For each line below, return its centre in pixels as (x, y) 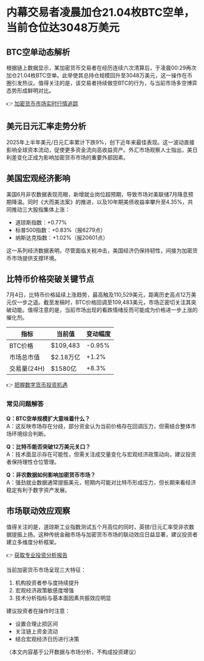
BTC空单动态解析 (38, 52)
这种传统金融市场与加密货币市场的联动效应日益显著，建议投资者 (118, 534)
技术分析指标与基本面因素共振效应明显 (63, 598)
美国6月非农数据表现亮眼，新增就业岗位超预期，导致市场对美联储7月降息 (97, 194)
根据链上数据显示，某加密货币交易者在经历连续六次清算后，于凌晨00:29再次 (101, 68)
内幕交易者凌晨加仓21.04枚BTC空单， (100, 12)
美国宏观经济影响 (38, 178)
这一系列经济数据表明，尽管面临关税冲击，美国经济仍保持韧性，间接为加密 (99, 251)
